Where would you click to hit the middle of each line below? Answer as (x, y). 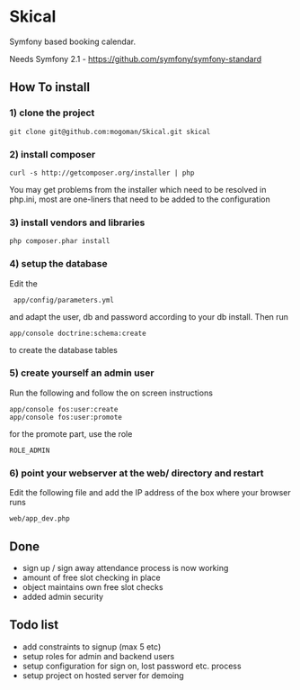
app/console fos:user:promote (66, 417)
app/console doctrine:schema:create (78, 333)
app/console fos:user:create (64, 409)
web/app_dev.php (40, 519)
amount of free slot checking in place (91, 577)
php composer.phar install (60, 241)
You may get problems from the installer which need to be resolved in (138, 189)
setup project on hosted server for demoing (103, 675)
